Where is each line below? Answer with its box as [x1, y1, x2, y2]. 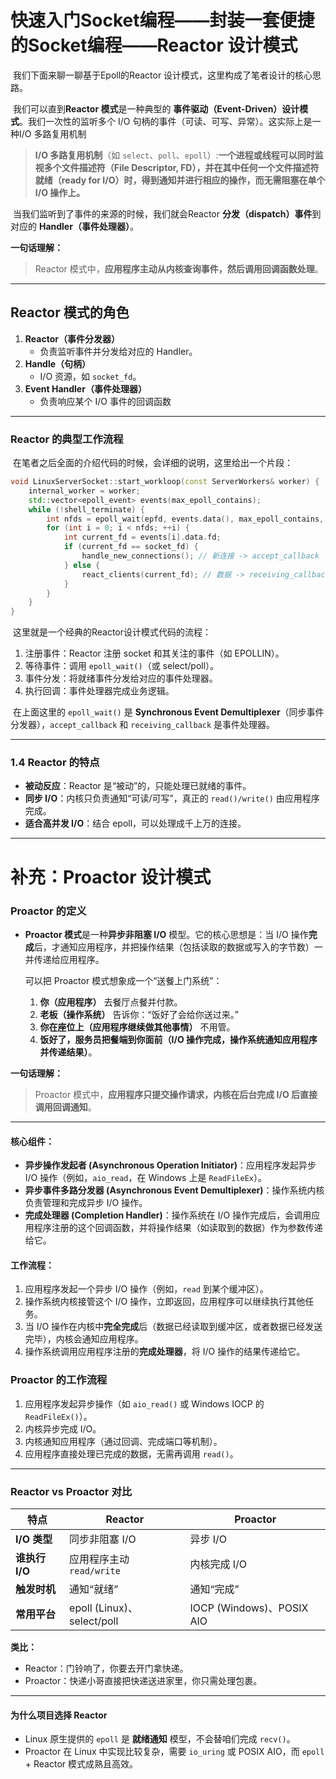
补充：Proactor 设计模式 [10, 866, 212, 888]
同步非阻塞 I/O [69, 1532, 137, 1546]
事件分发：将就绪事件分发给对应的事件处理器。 [24, 672, 218, 685]
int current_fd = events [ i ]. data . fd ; [63, 532, 222, 543]
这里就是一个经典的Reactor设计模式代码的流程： [12, 626, 212, 638]
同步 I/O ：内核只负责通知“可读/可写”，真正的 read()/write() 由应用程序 [24, 792, 320, 805]
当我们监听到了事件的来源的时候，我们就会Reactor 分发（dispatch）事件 [12, 207, 313, 220]
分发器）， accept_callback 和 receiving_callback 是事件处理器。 [10, 719, 276, 731]
